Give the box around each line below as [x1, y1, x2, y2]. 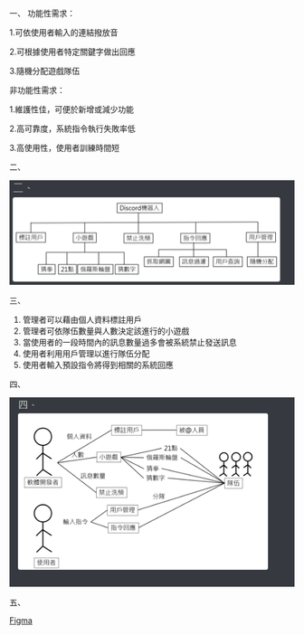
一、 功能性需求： [9, 8, 75, 18]
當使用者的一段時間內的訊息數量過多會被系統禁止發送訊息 [22, 337, 237, 348]
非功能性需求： [9, 85, 65, 95]
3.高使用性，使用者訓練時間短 [9, 143, 120, 153]
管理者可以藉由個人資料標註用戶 [22, 315, 142, 326]
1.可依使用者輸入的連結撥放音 [9, 27, 119, 38]
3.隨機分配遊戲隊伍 [9, 66, 81, 76]
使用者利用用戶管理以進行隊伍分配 [22, 348, 150, 359]
